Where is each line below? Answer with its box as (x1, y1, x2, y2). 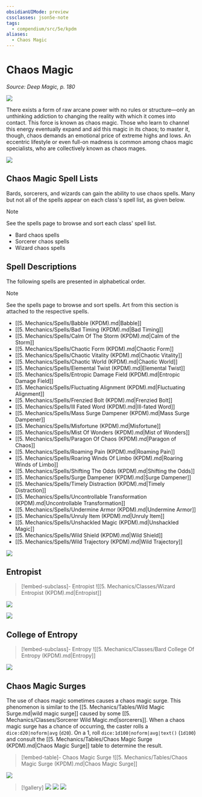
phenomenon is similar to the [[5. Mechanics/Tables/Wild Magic (6, 703, 165, 710)
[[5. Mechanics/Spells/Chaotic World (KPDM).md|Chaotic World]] (14, 358, 178, 365)
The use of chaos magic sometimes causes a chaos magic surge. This (6, 697, 181, 704)
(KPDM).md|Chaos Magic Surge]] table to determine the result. (6, 742, 163, 749)
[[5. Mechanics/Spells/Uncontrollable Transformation (14, 493, 147, 500)
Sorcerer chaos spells (14, 237, 69, 245)
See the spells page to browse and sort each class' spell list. (6, 219, 157, 227)
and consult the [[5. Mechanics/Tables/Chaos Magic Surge (6, 736, 153, 743)
